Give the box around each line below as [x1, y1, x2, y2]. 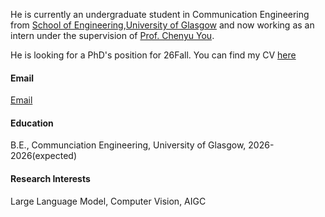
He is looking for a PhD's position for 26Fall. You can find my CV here [10, 49, 297, 61]
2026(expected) [10, 150, 78, 162]
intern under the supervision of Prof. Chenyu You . [10, 30, 215, 41]
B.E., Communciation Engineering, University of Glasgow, [10, 139, 247, 151]
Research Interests [10, 173, 91, 184]
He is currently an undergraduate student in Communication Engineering [10, 9, 310, 20]
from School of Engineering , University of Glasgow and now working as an [10, 19, 315, 31]
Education [10, 117, 54, 129]
